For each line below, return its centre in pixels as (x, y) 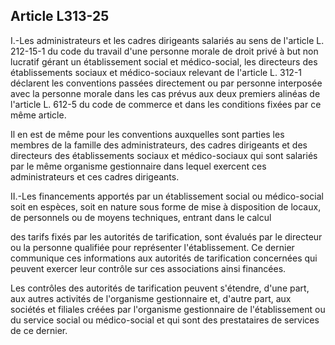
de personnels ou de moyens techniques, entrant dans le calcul (141, 217)
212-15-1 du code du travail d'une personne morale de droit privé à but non (164, 51)
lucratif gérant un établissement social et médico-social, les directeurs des (164, 61)
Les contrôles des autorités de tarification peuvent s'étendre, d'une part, (160, 288)
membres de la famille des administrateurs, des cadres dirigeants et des (159, 145)
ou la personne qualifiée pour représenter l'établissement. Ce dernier (152, 247)
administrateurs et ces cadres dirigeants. (95, 176)
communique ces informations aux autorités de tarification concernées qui (164, 258)
